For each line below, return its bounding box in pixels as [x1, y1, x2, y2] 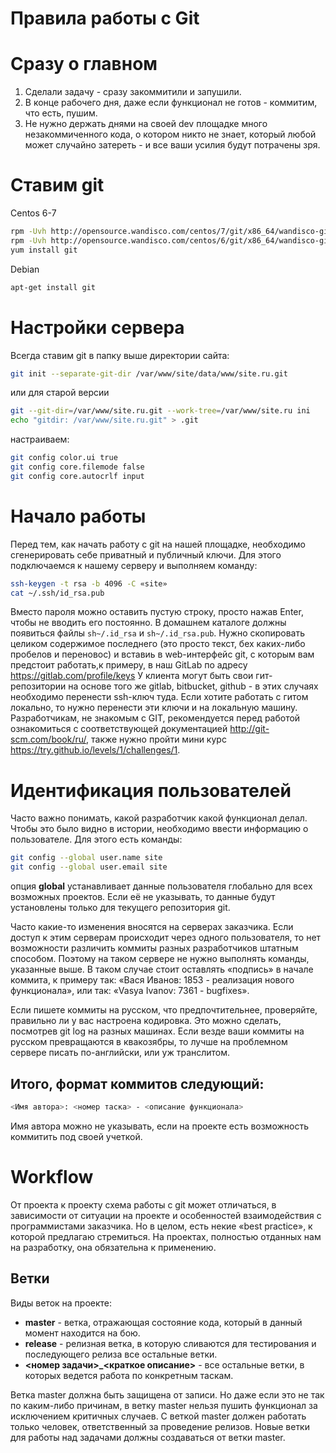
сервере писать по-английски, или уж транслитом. [10, 1047, 231, 1059]
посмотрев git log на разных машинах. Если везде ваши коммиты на [10, 1025, 305, 1037]
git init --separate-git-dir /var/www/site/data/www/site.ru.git [10, 368, 288, 379]
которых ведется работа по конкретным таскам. [24, 1369, 234, 1381]
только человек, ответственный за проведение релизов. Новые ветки [10, 1420, 310, 1432]
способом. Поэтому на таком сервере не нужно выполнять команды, [10, 953, 310, 965]
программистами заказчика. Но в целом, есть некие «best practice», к [10, 1220, 313, 1232]
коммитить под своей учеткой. [10, 1130, 143, 1142]
